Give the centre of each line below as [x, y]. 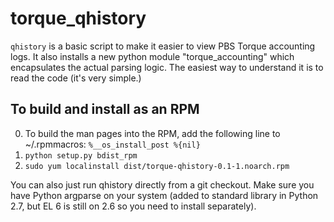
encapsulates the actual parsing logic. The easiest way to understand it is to [167, 67]
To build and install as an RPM [105, 109]
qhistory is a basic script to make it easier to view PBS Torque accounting [163, 46]
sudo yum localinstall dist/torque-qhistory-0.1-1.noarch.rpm [157, 166]
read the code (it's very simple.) [76, 78]
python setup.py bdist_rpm [81, 155]
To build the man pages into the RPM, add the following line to [152, 133]
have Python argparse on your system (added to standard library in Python [164, 195]
